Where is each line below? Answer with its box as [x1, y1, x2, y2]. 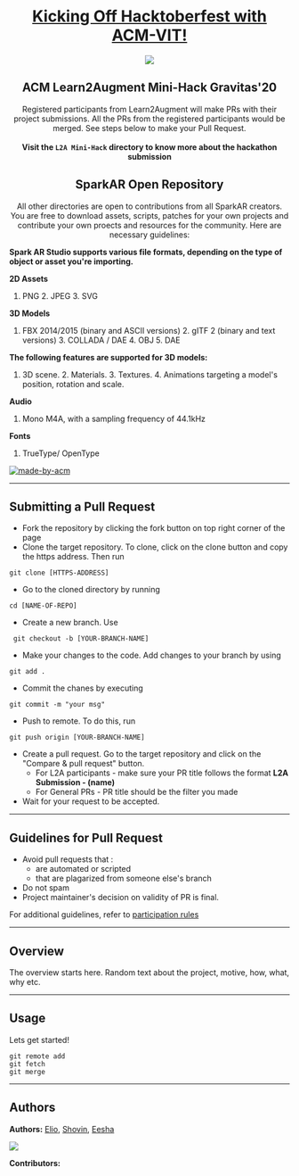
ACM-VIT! [111, 25, 188, 46]
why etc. [9, 977, 41, 987]
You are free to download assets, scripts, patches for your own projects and [10, 210, 289, 220]
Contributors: [9, 1157, 61, 1168]
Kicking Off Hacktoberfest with [32, 6, 267, 27]
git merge [9, 1067, 46, 1076]
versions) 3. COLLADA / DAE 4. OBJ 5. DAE [21, 335, 181, 345]
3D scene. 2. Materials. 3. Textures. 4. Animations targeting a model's [21, 369, 279, 380]
